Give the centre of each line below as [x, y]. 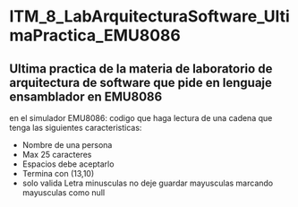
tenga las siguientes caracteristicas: [76, 128]
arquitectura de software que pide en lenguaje [141, 82]
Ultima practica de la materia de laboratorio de [141, 69]
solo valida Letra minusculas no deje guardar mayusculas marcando [148, 183]
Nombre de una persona [67, 145]
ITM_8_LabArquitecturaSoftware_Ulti [150, 17]
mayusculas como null [64, 193]
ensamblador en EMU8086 [86, 96]
